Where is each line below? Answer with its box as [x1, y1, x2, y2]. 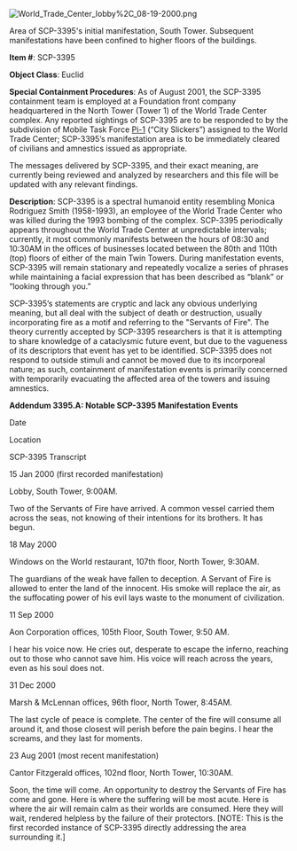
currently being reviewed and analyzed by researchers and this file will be [9, 169, 279, 180]
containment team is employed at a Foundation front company [9, 96, 237, 106]
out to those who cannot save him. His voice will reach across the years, [9, 653, 273, 664]
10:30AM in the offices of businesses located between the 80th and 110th [9, 244, 277, 254]
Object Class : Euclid [9, 69, 84, 80]
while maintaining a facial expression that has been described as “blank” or [9, 271, 284, 282]
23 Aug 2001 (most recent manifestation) [9, 750, 160, 761]
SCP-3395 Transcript [9, 452, 87, 462]
